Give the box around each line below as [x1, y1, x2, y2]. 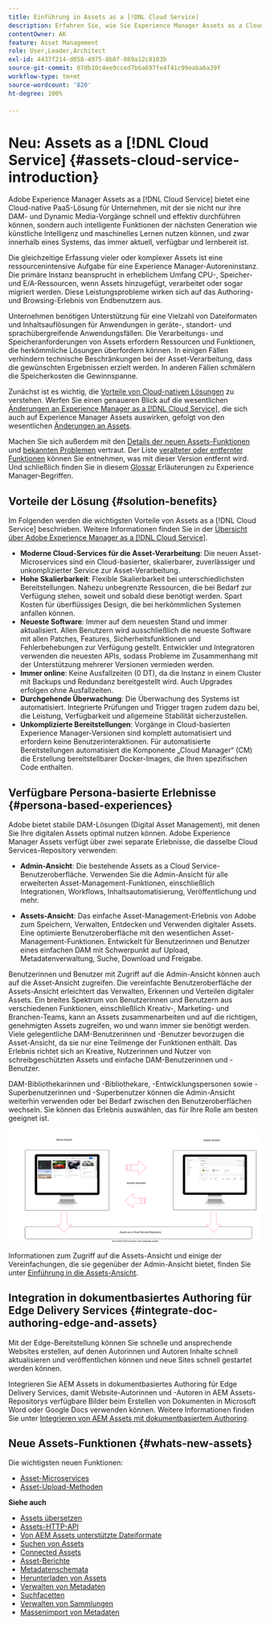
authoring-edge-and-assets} [8, 1316, 158, 1330]
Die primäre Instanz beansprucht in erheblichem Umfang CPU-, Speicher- [8, 270, 253, 280]
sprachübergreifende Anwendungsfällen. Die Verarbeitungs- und [8, 329, 223, 338]
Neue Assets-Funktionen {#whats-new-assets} [8, 1436, 253, 1450]
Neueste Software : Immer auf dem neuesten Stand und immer [19, 617, 227, 627]
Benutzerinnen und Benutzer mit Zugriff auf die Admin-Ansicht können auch [8, 969, 260, 979]
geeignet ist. [8, 1113, 50, 1123]
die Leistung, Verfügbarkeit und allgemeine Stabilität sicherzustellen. [19, 711, 248, 721]
